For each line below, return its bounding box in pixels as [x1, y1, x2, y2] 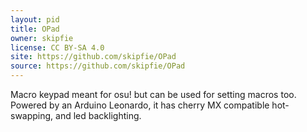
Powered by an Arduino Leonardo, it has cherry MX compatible [10, 99, 270, 111]
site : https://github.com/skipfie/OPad [10, 52, 177, 62]
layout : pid [10, 14, 60, 25]
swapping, [10, 110, 54, 121]
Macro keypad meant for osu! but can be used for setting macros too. [10, 89, 297, 100]
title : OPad [10, 24, 60, 34]
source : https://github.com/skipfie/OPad [10, 61, 186, 71]
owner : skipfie [10, 33, 74, 43]
